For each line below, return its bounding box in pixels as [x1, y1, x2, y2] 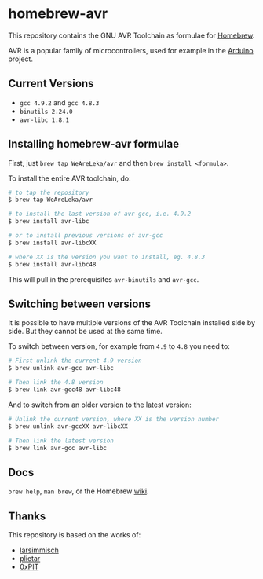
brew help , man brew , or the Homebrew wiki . [8, 486, 149, 496]
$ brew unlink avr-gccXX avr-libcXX [8, 422, 128, 431]
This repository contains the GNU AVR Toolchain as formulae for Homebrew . [8, 31, 255, 40]
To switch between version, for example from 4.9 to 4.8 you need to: [8, 342, 230, 351]
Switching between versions [8, 297, 152, 310]
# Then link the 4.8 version [8, 379, 104, 387]
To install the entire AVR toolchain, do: [8, 174, 131, 183]
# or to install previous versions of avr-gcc [8, 232, 163, 240]
